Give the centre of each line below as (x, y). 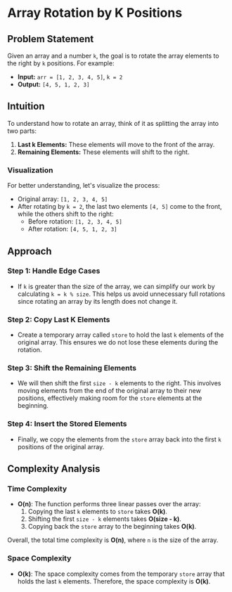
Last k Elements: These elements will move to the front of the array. (116, 144)
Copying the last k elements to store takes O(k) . (97, 512)
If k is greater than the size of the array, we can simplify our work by (116, 286)
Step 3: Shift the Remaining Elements (72, 368)
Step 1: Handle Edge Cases (54, 271)
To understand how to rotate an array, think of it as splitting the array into (113, 123)
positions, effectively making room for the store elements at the (110, 398)
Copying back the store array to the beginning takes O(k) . (112, 527)
